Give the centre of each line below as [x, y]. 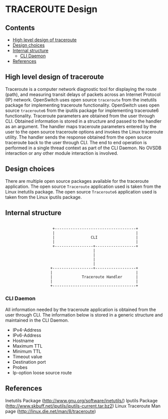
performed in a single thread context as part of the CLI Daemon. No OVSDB [83, 148]
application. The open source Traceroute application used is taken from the [83, 186]
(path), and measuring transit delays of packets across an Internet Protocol [83, 94]
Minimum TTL [27, 351]
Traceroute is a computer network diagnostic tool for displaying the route [81, 89]
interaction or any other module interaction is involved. [62, 153]
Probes [20, 367]
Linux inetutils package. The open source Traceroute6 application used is [81, 191]
